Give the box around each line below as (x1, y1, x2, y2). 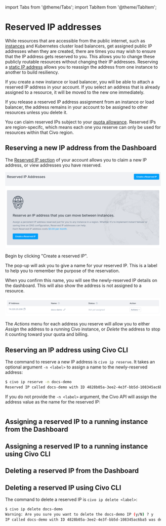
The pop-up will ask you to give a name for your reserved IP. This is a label (5, 263, 158, 269)
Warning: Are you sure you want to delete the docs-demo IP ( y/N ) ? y (5, 512, 154, 517)
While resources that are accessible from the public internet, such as (5, 38, 146, 43)
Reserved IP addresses (5, 22, 102, 33)
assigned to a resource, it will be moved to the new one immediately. (5, 89, 145, 95)
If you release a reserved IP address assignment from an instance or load (5, 99, 155, 105)
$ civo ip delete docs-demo (5, 506, 63, 512)
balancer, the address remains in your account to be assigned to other (5, 104, 148, 110)
